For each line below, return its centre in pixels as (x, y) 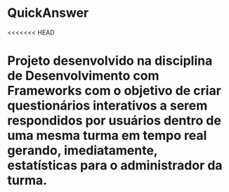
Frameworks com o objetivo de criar (114, 91)
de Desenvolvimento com (83, 76)
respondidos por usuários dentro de (114, 121)
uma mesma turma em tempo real (107, 136)
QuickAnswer (48, 13)
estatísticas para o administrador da (115, 166)
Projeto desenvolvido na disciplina (110, 61)
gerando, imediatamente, (83, 151)
